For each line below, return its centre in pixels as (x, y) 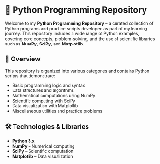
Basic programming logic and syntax (48, 85)
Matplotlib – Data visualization (42, 156)
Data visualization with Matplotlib (45, 105)
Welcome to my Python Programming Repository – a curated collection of (79, 23)
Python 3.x (23, 141)
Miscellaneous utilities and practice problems (57, 111)
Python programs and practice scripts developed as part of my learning (76, 28)
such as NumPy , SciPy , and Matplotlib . (45, 44)
